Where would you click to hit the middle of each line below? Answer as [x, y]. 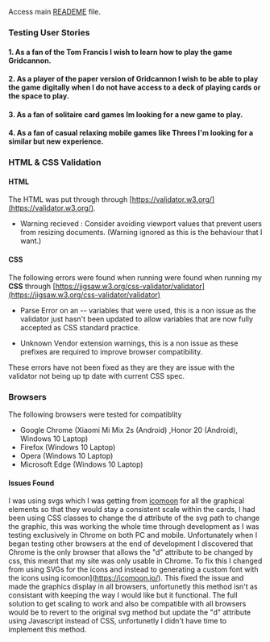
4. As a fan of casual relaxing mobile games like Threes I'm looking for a [131, 133]
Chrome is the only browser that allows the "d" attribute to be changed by [131, 552]
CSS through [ [32, 286]
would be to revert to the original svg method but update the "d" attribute [130, 612]
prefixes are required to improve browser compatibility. [111, 351]
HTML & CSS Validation [55, 162]
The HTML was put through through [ [71, 199]
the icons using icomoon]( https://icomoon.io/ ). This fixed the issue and [126, 578]
